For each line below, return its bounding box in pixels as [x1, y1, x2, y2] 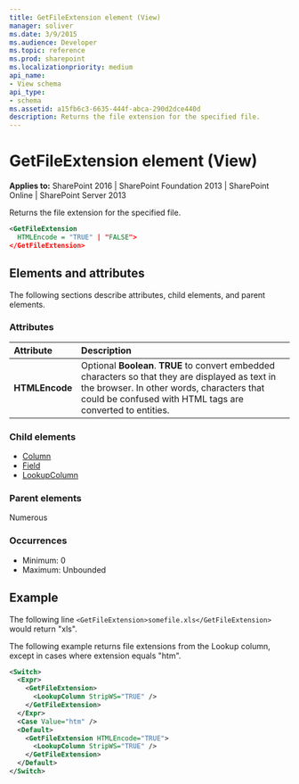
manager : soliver [9, 21, 74, 30]
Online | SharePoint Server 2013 [9, 190, 126, 201]
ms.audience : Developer [9, 37, 98, 47]
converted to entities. [81, 403, 170, 416]
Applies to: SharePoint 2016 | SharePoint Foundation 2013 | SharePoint [9, 180, 270, 192]
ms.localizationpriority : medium [9, 63, 133, 72]
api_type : [9, 87, 46, 96]
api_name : [9, 71, 46, 80]
